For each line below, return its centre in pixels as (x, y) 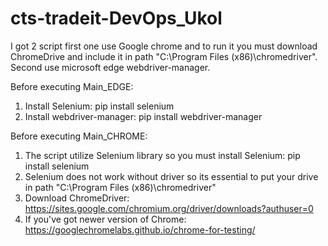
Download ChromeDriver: (77, 198)
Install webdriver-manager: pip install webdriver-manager (143, 116)
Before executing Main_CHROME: (79, 136)
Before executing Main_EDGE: (72, 86)
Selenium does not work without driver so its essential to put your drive (171, 176)
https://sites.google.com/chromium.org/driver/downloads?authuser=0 (169, 208)
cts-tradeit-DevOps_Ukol (116, 18)
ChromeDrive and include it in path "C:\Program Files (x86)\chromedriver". (164, 56)
